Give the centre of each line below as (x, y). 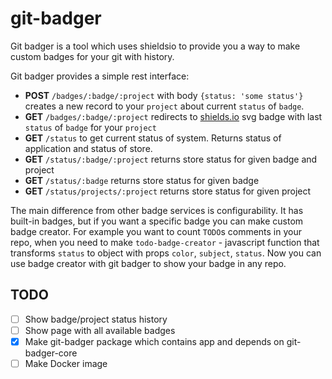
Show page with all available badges (100, 330)
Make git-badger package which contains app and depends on (154, 341)
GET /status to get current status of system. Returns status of (153, 138)
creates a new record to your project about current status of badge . (164, 106)
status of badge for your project (90, 127)
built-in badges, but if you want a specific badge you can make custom (157, 221)
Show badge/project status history (96, 319)
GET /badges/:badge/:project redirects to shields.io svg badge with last (173, 116)
